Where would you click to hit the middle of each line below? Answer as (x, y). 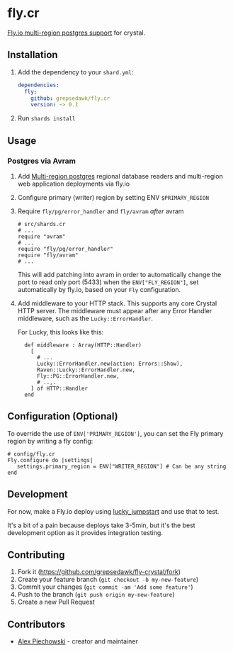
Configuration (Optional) (63, 416)
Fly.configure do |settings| (50, 460)
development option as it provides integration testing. (85, 532)
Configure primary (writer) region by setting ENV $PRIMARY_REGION (113, 197)
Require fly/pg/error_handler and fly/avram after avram (101, 211)
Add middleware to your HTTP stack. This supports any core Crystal (117, 303)
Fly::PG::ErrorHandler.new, (78, 376)
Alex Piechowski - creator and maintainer (78, 641)
